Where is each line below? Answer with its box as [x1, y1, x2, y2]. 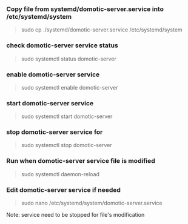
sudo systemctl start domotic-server [21, 113, 113, 120]
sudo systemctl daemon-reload [21, 170, 100, 177]
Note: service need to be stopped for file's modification [6, 211, 145, 219]
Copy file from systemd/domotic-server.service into [6, 5, 164, 13]
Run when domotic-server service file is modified [6, 157, 156, 165]
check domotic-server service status [6, 41, 118, 50]
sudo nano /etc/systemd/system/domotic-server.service [21, 199, 163, 207]
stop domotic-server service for [6, 128, 103, 136]
